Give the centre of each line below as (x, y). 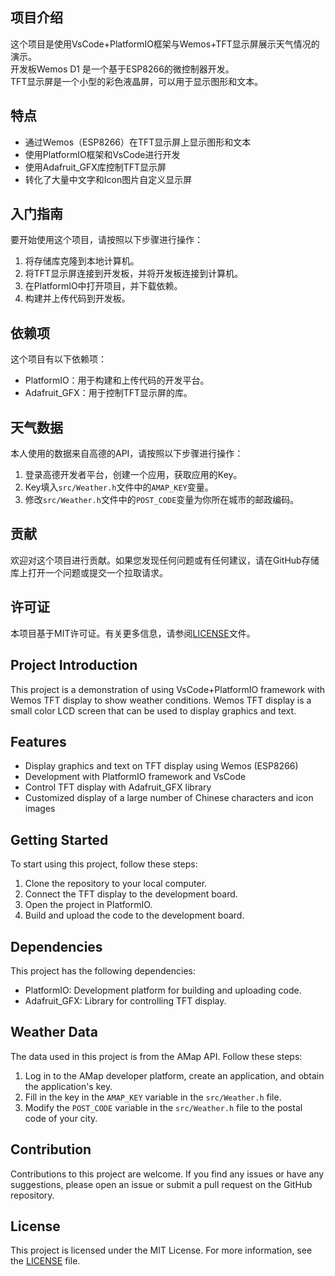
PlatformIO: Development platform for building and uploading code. (163, 990)
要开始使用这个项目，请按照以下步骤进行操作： (106, 240)
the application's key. (68, 1086)
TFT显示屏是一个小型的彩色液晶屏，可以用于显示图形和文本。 (137, 81)
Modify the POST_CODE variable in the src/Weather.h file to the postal (163, 1107)
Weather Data (54, 1032)
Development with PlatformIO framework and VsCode (135, 777)
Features (38, 741)
